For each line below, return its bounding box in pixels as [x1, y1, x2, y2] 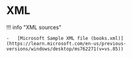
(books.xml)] [90, 35, 123, 41]
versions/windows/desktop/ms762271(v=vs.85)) [6, 46, 123, 52]
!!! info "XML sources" [6, 24, 62, 31]
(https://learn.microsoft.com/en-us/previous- [6, 40, 127, 47]
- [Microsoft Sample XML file [6, 35, 88, 41]
